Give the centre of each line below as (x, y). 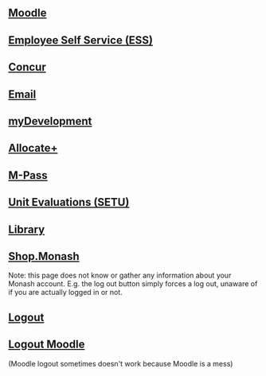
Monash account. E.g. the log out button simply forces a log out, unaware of (133, 284)
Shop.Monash (44, 256)
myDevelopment (50, 121)
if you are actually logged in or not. (66, 293)
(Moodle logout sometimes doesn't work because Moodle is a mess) (121, 363)
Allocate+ (33, 148)
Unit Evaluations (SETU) (69, 202)
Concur (27, 67)
